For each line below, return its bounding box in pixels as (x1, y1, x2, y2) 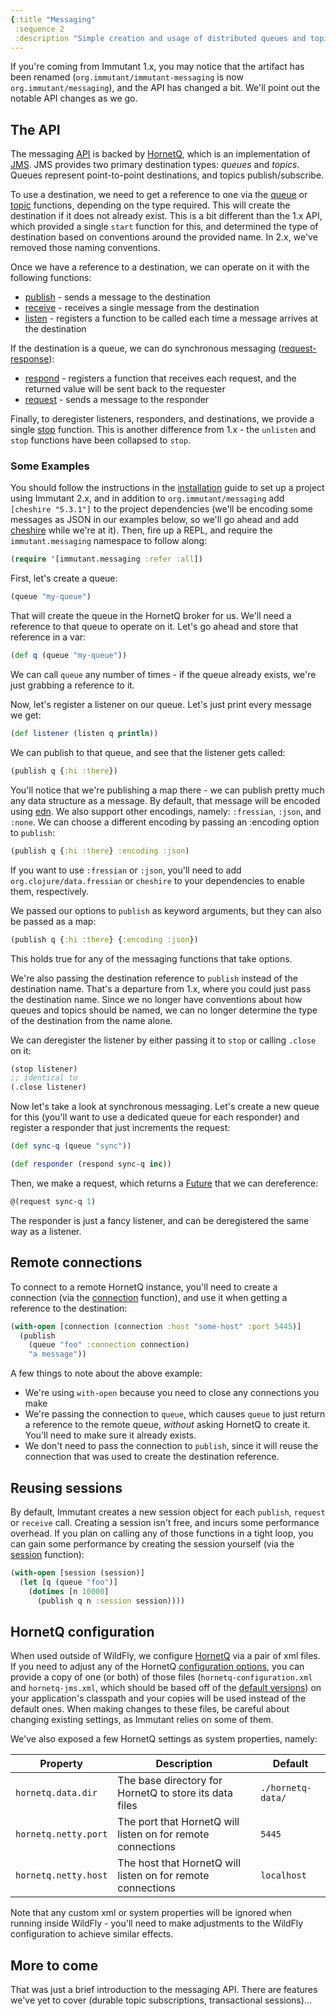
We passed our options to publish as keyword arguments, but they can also (10, 904, 322, 916)
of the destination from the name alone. (10, 1014, 173, 1026)
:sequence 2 (14, 24, 65, 34)
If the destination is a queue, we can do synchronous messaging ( (10, 342, 282, 355)
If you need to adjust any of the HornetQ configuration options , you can (10, 1661, 305, 1673)
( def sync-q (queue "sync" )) (10, 1141, 132, 1151)
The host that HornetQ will (117, 1856, 242, 1870)
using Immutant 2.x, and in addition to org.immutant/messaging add (10, 492, 285, 505)
